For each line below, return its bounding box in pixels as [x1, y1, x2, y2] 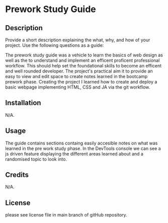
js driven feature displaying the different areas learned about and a [5, 151, 143, 157]
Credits [5, 171, 29, 179]
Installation [5, 99, 41, 107]
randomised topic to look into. [5, 156, 67, 162]
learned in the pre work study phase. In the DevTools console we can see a [5, 145, 161, 152]
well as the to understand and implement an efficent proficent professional [5, 57, 160, 63]
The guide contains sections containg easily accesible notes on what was [5, 140, 158, 146]
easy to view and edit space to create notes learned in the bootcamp [5, 73, 148, 79]
